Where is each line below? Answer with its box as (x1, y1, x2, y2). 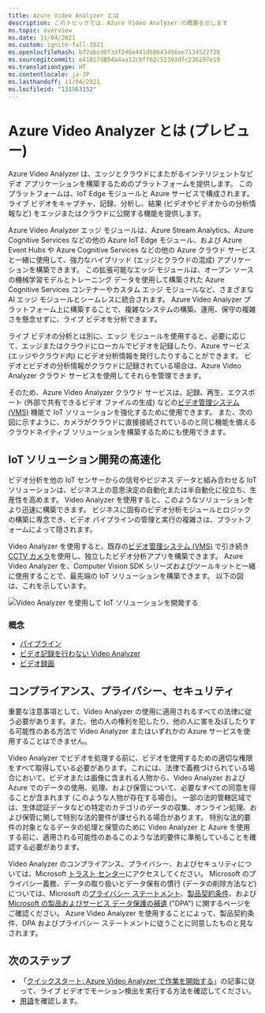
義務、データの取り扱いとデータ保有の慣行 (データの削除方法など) (42, 879, 257, 889)
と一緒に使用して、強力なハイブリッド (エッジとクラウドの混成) (8, 255, 215, 265)
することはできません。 (14, 737, 91, 746)
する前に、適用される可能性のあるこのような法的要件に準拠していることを (8, 833, 250, 842)
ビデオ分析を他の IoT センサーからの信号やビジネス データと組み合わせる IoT (8, 476, 257, 485)
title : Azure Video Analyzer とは (8, 11, 120, 20)
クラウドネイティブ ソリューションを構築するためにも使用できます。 (8, 427, 230, 437)
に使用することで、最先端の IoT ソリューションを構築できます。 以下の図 (8, 571, 244, 581)
